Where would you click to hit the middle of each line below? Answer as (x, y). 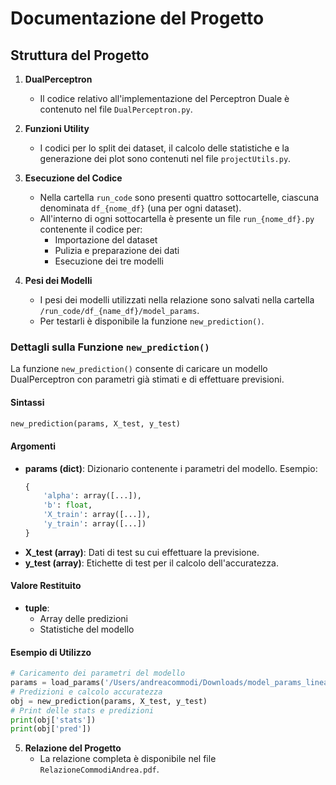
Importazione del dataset (106, 240)
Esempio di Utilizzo (51, 652)
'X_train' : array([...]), (97, 515)
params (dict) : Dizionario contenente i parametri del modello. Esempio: (171, 468)
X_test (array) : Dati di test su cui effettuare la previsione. (142, 552)
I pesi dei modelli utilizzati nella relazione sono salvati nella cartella (177, 300)
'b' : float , (68, 505)
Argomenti (33, 446)
